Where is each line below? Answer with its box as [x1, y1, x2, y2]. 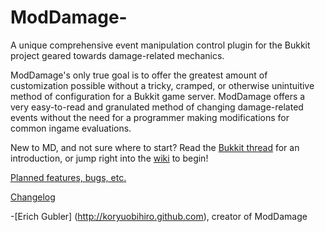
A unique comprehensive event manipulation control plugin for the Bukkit [10, 39, 311, 51]
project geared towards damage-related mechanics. [10, 49, 225, 61]
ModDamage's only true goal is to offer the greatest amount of [10, 69, 268, 81]
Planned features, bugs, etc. [10, 171, 127, 183]
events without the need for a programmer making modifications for [10, 111, 290, 123]
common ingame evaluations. [10, 122, 132, 134]
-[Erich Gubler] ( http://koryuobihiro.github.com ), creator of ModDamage [10, 210, 308, 222]
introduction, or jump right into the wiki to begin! [10, 152, 209, 164]
